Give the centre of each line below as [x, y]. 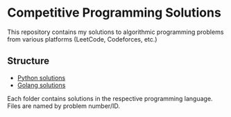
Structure [28, 61]
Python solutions [41, 78]
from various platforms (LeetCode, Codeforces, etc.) [82, 39]
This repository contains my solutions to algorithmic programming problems [115, 32]
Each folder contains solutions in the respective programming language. [110, 98]
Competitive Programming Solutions [114, 13]
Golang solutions [41, 85]
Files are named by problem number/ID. [63, 106]
